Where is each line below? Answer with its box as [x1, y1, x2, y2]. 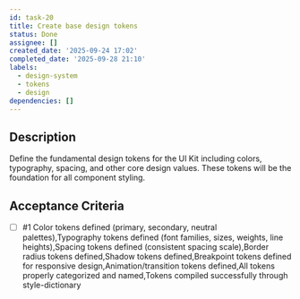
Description [9, 129, 76, 144]
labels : [9, 64, 39, 73]
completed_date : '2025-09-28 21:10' [9, 55, 146, 64]
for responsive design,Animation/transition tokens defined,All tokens [21, 261, 276, 271]
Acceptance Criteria [9, 198, 124, 213]
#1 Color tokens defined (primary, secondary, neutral [21, 222, 218, 233]
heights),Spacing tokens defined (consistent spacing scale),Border [21, 242, 270, 252]
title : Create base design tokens [9, 21, 139, 30]
